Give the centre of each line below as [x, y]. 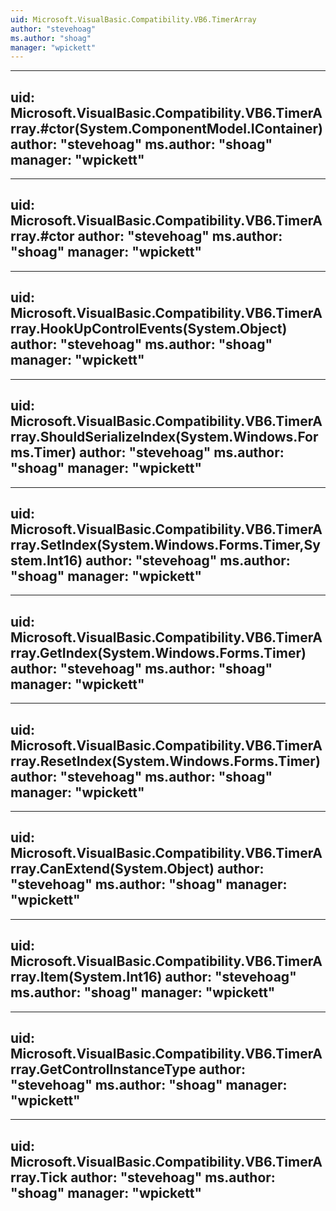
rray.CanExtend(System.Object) [112, 869]
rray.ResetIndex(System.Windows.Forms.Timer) [165, 761]
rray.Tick [39, 1177]
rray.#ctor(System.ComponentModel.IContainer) [166, 128]
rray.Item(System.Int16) [86, 977]
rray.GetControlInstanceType [103, 1069]
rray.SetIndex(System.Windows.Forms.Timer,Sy [165, 544]
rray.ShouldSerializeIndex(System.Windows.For [164, 437]
